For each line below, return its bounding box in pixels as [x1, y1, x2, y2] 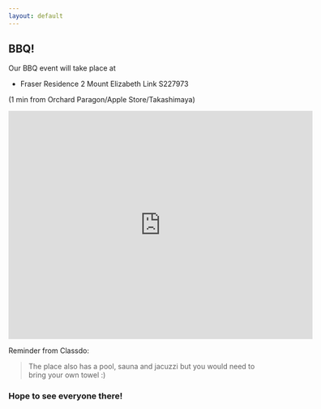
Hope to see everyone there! [8, 390, 123, 402]
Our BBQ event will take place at [8, 63, 116, 73]
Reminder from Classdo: [8, 346, 89, 355]
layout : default [8, 11, 63, 20]
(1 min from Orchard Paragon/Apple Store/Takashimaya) [8, 95, 196, 105]
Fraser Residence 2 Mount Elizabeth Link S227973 [19, 79, 189, 89]
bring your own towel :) [28, 370, 106, 380]
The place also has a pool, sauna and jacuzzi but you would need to [28, 362, 255, 372]
